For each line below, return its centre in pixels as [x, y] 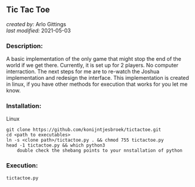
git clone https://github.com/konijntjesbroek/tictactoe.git [84, 130]
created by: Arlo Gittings [36, 24]
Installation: [24, 106]
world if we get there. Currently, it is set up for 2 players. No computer [92, 66]
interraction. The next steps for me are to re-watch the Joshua [83, 71]
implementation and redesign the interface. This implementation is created [98, 78]
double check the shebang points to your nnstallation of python [100, 151]
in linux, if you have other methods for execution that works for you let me [97, 84]
